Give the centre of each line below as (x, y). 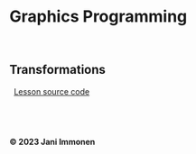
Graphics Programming (98, 17)
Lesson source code (51, 91)
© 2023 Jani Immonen (52, 141)
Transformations (58, 70)
